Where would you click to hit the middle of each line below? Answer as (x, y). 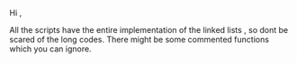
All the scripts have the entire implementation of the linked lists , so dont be (149, 30)
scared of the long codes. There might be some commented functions (139, 39)
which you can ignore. (50, 49)
